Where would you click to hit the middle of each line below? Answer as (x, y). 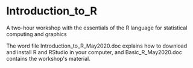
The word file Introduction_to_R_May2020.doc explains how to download (97, 46)
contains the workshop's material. (48, 58)
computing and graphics (37, 34)
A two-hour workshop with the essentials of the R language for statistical (97, 28)
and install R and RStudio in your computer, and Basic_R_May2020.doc (94, 52)
